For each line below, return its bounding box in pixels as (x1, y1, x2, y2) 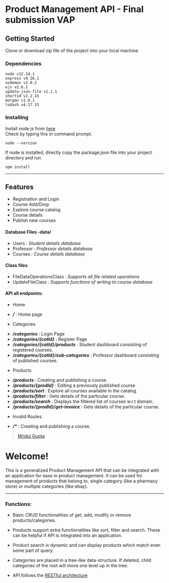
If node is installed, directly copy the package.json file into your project (5, 149, 152, 155)
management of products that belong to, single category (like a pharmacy (5, 478, 158, 484)
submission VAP (5, 14, 75, 26)
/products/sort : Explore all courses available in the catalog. (12, 388, 138, 394)
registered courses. (12, 347, 53, 353)
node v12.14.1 (5, 71, 35, 76)
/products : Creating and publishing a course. (12, 377, 108, 383)
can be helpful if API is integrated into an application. (12, 532, 122, 539)
